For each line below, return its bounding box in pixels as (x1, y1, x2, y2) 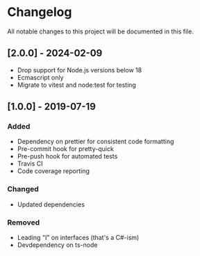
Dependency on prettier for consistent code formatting (17, 137, 174, 146)
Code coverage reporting (17, 167, 90, 175)
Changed (7, 184, 40, 194)
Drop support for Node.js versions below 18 (17, 65, 142, 74)
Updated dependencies (17, 200, 85, 209)
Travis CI (17, 159, 43, 168)
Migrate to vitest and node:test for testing (17, 81, 137, 89)
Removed (7, 217, 40, 227)
